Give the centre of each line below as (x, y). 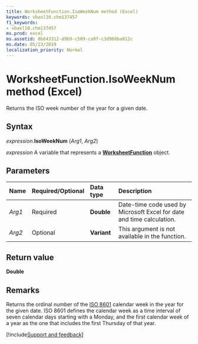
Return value (30, 257)
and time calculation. (147, 219)
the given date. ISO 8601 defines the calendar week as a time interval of (93, 310)
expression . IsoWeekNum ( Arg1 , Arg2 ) (52, 141)
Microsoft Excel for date (151, 212)
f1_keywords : (22, 22)
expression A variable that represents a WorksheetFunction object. (88, 152)
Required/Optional (58, 191)
